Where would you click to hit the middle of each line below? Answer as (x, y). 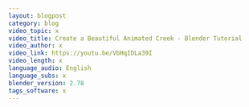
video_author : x (35, 46)
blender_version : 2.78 (46, 83)
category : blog (34, 23)
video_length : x (35, 61)
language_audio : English (50, 68)
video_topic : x (34, 31)
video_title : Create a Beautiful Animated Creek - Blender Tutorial (125, 38)
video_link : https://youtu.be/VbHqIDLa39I (80, 53)
